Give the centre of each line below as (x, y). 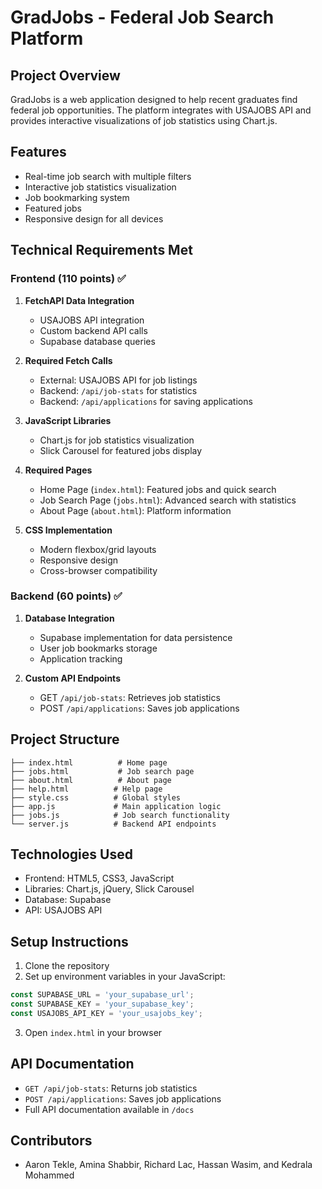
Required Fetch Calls (68, 360)
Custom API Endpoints (72, 678)
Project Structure (65, 739)
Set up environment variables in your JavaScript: (125, 977)
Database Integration (69, 618)
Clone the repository (67, 966)
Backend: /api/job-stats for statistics (118, 390)
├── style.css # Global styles (96, 797)
